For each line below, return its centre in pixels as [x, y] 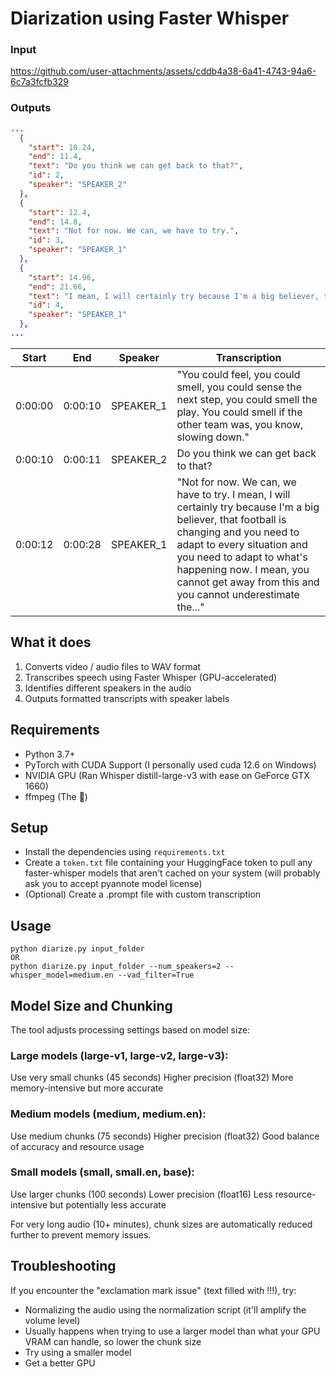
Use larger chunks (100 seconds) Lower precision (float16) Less [141, 1194]
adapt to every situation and [242, 544]
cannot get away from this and [248, 582]
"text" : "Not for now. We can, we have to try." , [134, 231]
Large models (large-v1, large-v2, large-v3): [119, 1055]
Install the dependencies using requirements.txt [125, 852]
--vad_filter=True [156, 975]
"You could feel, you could [238, 374]
